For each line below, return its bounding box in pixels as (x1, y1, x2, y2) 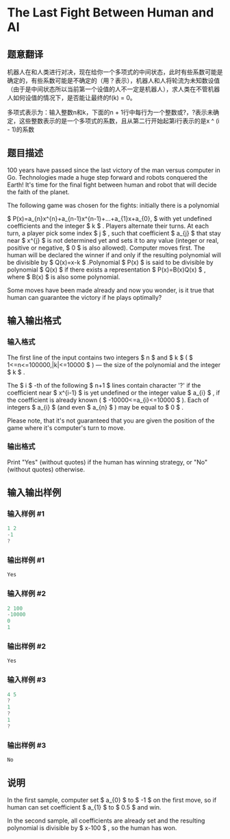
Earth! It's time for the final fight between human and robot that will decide (7, 180, 217, 189)
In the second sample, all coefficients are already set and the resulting (7, 816, 205, 825)
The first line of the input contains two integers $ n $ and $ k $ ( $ (7, 353, 194, 362)
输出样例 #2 (7, 641, 47, 651)
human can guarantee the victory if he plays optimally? (7, 293, 162, 301)
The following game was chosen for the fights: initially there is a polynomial (7, 201, 220, 209)
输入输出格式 (7, 315, 62, 327)
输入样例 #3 (7, 675, 47, 685)
